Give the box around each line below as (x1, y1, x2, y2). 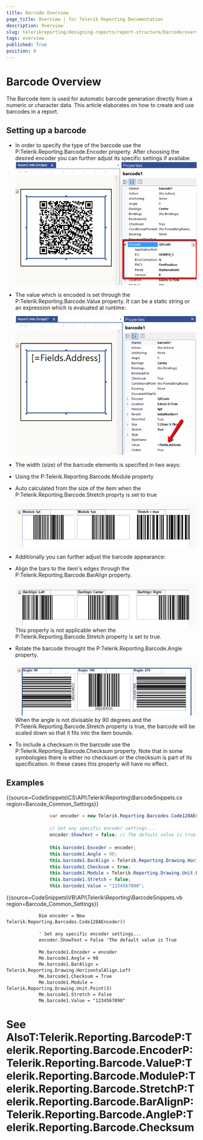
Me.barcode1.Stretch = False (38, 992, 112, 998)
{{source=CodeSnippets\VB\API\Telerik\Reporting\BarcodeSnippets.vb (6, 894, 183, 901)
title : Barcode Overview (6, 10, 69, 16)
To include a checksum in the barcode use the (14, 741, 130, 748)
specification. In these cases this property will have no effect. (14, 760, 169, 767)
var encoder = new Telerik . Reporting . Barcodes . (49, 812, 172, 819)
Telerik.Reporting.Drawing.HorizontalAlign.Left (6, 967, 131, 973)
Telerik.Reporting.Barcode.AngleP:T (6, 1108, 194, 1122)
